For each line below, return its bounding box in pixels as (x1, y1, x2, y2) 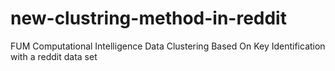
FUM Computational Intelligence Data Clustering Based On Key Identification (10, 40, 326, 52)
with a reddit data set (10, 50, 98, 62)
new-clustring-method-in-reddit (10, 7, 287, 30)
